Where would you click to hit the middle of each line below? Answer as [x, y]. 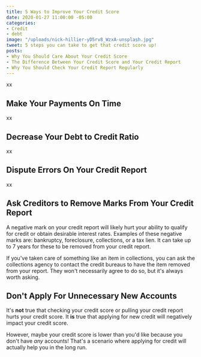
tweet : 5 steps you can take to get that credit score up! [82, 46]
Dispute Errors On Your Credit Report [76, 170]
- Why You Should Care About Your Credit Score [67, 56]
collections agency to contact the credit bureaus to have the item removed [98, 264]
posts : [14, 51]
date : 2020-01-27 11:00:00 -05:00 [49, 17]
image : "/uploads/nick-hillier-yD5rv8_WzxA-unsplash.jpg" [80, 40]
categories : [21, 23]
